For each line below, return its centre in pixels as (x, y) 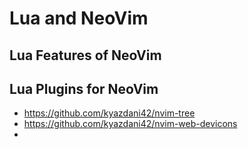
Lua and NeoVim (79, 18)
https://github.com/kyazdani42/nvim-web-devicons (130, 124)
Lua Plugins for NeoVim (84, 88)
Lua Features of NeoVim (85, 55)
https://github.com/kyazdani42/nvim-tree (109, 113)
